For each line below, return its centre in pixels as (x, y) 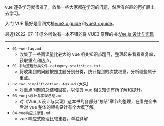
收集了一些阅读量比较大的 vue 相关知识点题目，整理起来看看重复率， (88, 54)
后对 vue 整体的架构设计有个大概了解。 (59, 107)
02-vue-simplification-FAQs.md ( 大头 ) (50, 84)
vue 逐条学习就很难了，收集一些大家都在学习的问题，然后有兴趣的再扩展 (78, 7)
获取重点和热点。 (37, 60)
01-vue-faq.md (26, 49)
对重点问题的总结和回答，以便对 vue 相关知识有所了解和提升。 (82, 90)
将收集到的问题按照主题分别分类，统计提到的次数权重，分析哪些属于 (88, 72)
